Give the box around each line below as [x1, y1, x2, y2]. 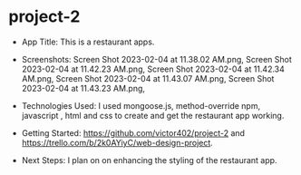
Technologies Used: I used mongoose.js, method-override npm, [21, 100, 260, 111]
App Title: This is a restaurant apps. [21, 36, 155, 47]
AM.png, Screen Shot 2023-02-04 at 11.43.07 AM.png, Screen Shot [21, 73, 275, 83]
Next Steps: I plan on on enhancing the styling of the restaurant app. [21, 154, 277, 165]
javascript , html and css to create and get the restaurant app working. [21, 110, 285, 121]
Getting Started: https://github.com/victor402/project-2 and [21, 127, 246, 138]
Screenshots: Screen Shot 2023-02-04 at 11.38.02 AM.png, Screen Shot [21, 53, 292, 64]
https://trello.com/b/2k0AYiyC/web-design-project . [21, 137, 214, 148]
